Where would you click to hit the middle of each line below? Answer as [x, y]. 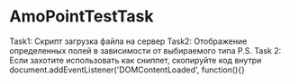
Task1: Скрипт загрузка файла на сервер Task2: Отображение [128, 41]
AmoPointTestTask [82, 17]
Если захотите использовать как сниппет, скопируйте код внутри [136, 60]
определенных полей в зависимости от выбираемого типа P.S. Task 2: [145, 50]
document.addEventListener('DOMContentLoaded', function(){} [127, 70]
